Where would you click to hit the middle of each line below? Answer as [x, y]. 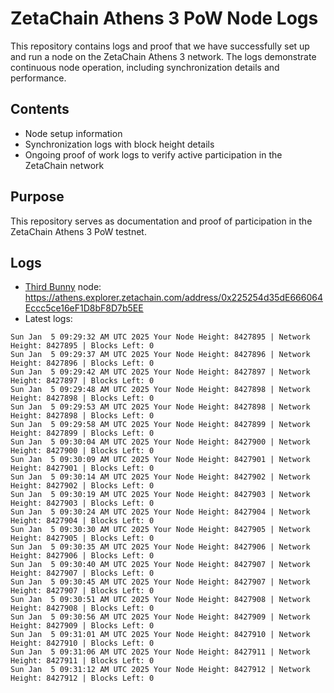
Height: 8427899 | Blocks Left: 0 [82, 433]
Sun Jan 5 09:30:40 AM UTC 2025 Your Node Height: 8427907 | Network [160, 565]
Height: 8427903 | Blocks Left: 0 [82, 503]
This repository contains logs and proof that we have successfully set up [160, 46]
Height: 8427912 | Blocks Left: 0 [82, 678]
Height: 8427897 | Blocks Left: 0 [82, 381]
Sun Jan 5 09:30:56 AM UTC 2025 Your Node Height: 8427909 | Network [160, 617]
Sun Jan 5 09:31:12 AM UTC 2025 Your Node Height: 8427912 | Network [160, 670]
